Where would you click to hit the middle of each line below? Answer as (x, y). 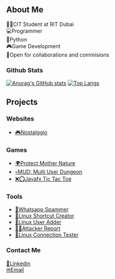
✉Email (15, 269)
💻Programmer (24, 31)
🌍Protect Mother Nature (45, 163)
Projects (22, 102)
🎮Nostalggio (31, 132)
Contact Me (24, 250)
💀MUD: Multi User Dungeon (48, 172)
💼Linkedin (18, 263)
